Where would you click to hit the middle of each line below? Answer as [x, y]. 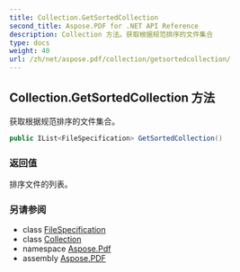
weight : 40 [30, 51]
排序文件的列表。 [41, 184]
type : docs [30, 43]
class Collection [52, 240]
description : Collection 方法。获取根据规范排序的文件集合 [111, 34]
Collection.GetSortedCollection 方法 [112, 98]
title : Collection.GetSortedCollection [84, 18]
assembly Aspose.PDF [64, 259]
